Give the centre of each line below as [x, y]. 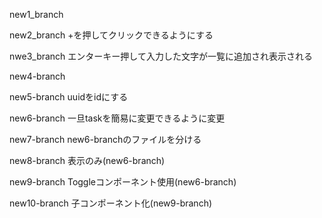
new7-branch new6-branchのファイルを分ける [105, 139]
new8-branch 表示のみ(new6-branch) [87, 160]
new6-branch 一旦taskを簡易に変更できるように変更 [117, 118]
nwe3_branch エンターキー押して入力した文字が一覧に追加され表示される [161, 56]
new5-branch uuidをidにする [69, 97]
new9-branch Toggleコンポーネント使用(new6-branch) [123, 182]
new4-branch [37, 76]
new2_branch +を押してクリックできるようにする [111, 35]
